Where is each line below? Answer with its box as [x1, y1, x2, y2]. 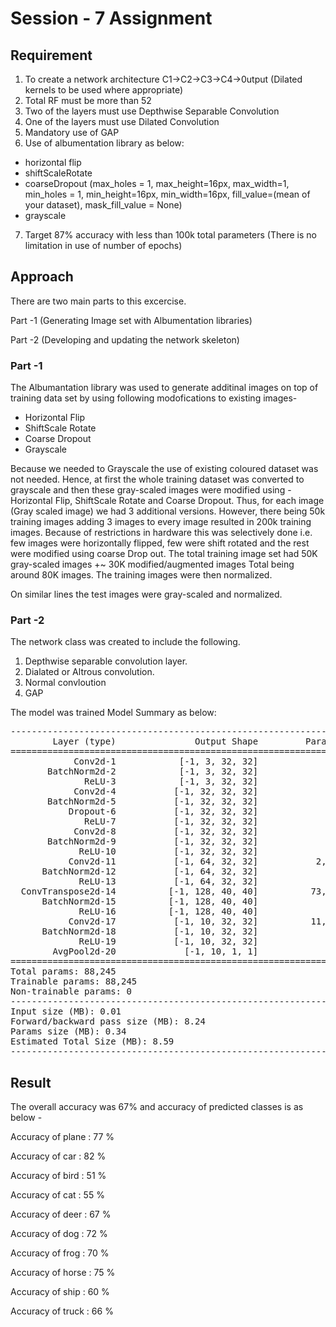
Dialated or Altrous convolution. [24, 666, 155, 678]
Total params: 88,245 [10, 966, 117, 977]
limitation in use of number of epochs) [24, 240, 183, 251]
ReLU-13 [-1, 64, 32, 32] [78, 876, 259, 887]
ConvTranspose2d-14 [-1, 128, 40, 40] [20, 886, 259, 897]
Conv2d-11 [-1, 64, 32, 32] [68, 856, 259, 867]
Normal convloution [24, 677, 107, 689]
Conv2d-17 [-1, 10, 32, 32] [68, 916, 259, 927]
